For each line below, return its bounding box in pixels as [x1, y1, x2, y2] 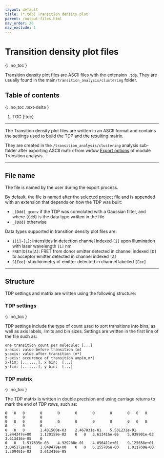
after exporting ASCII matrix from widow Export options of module [18, 147, 151, 153]
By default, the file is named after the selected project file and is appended [5, 194, 155, 200]
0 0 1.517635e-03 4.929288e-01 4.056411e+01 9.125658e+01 [5, 440, 154, 446]
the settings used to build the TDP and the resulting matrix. [5, 133, 123, 139]
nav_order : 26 [5, 21, 34, 26]
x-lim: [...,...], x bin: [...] [5, 360, 73, 365]
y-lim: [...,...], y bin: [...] [5, 364, 73, 369]
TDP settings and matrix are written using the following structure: [5, 290, 136, 296]
